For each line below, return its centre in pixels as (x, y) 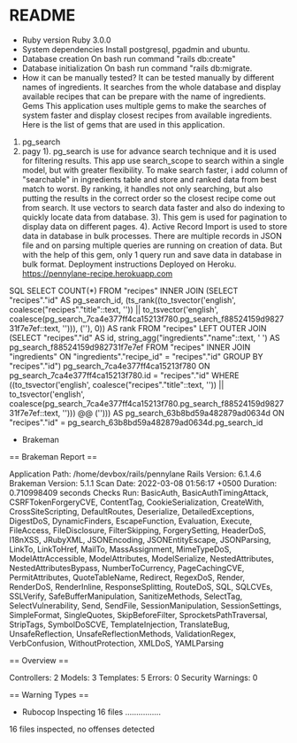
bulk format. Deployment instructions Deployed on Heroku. (129, 264)
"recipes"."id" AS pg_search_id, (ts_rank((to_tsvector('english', (122, 300)
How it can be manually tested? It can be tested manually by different (148, 77)
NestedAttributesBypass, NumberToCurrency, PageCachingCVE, (127, 568)
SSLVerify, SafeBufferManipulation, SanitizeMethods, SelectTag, (126, 596)
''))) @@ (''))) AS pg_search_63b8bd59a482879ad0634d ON (173, 413)
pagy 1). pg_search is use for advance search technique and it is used (149, 151)
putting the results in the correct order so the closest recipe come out (148, 198)
